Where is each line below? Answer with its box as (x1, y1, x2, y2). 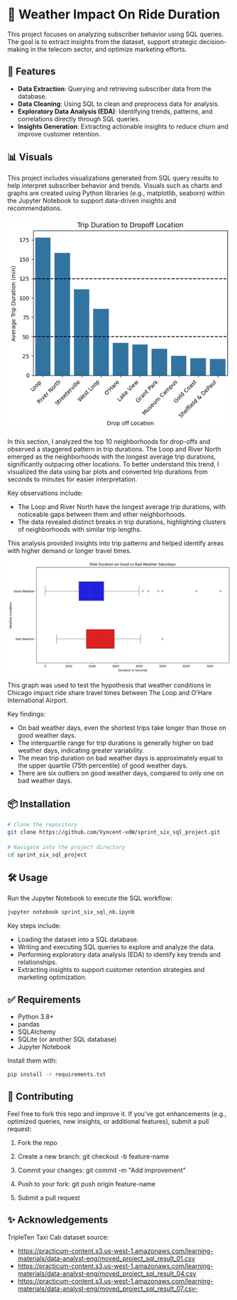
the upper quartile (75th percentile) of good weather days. (17, 761, 188, 770)
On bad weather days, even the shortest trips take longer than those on (17, 723, 227, 732)
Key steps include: (7, 922, 62, 930)
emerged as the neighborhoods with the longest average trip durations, (7, 452, 216, 461)
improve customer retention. (17, 129, 101, 138)
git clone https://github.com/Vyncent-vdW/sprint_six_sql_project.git (7, 829, 221, 836)
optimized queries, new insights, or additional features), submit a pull (7, 1117, 209, 1125)
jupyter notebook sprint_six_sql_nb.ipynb (7, 909, 135, 916)
